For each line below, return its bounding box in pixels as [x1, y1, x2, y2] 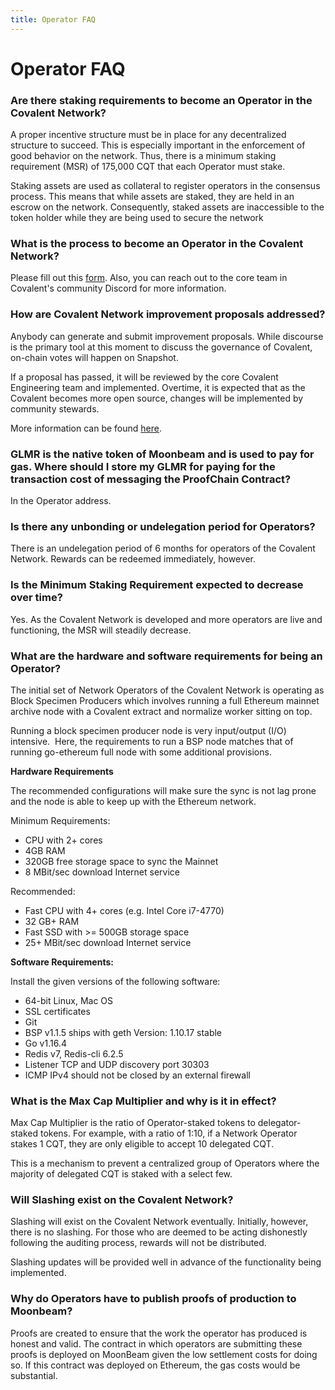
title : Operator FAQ [10, 14, 97, 25]
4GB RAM [24, 844, 66, 856]
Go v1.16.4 [24, 1037, 67, 1049]
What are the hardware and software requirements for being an [10, 649, 323, 663]
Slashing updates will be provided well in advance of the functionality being [10, 1256, 322, 1268]
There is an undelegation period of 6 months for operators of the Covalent [10, 542, 316, 555]
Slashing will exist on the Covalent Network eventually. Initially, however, [10, 1216, 309, 1228]
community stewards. [10, 402, 100, 415]
